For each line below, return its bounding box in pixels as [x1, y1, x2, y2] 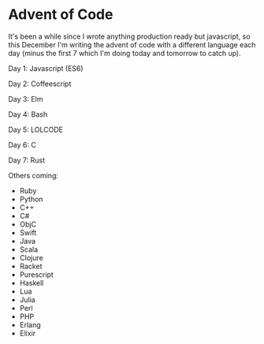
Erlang [19, 320, 41, 329]
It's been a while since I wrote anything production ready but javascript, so [8, 32, 251, 41]
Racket [19, 261, 43, 271]
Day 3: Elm [8, 94, 43, 103]
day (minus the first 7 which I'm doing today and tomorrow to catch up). [8, 48, 242, 58]
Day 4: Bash [8, 109, 48, 119]
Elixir [19, 328, 36, 338]
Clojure [19, 252, 43, 262]
